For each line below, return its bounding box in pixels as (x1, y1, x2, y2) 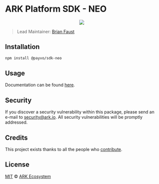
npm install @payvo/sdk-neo (5, 55, 62, 60)
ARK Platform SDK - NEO (5, 3, 107, 15)
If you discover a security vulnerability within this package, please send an (5, 109, 155, 115)
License (5, 161, 30, 169)
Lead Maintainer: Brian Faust (17, 28, 75, 35)
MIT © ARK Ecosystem (5, 173, 51, 179)
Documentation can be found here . (5, 82, 75, 88)
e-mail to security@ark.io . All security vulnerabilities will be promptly (5, 114, 142, 120)
